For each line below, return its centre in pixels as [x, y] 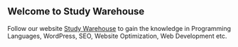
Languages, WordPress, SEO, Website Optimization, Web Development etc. [117, 36]
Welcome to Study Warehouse [76, 12]
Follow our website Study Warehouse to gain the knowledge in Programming [119, 28]
